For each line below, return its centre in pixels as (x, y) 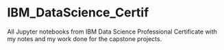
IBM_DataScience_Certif (78, 13)
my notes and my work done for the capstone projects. (85, 38)
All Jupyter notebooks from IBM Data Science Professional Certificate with (112, 32)
